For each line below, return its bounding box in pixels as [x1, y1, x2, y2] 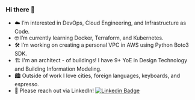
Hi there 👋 [5, 5, 36, 14]
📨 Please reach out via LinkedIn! [14, 87, 94, 95]
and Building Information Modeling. [14, 65, 102, 72]
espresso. [14, 81, 40, 88]
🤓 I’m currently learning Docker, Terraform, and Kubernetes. [14, 34, 164, 41]
